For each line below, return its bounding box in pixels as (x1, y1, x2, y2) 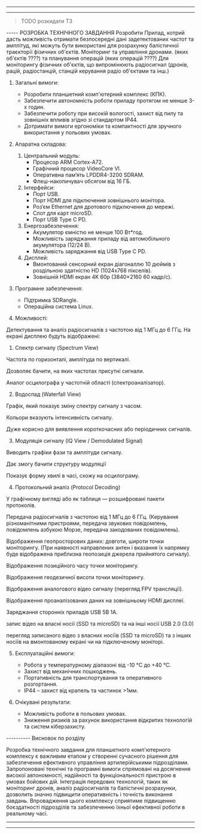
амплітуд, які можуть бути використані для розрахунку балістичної (6, 42, 179, 49)
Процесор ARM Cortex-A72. (32, 158, 103, 166)
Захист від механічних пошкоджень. (23, 668, 117, 675)
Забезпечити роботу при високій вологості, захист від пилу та (23, 110, 184, 117)
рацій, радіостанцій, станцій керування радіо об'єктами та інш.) (6, 67, 169, 74)
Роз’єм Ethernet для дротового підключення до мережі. (32, 203, 175, 210)
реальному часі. (6, 810, 48, 817)
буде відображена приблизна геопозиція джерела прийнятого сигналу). (6, 550, 191, 557)
